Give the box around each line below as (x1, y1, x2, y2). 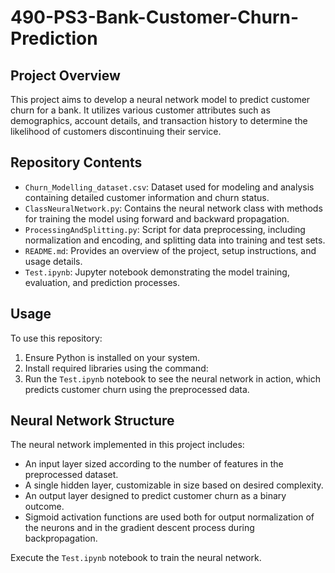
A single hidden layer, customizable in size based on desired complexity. (24, 479, 324, 491)
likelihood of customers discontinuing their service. (10, 126, 222, 137)
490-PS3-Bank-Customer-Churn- (10, 6, 300, 29)
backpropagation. (24, 532, 98, 545)
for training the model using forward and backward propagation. (24, 212, 290, 225)
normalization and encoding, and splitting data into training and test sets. (24, 234, 326, 246)
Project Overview (10, 67, 121, 84)
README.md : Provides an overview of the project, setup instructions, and (24, 244, 317, 256)
